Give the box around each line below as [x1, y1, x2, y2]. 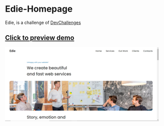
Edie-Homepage [5, 3, 73, 15]
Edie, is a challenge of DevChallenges [5, 20, 82, 25]
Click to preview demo [5, 34, 75, 42]
